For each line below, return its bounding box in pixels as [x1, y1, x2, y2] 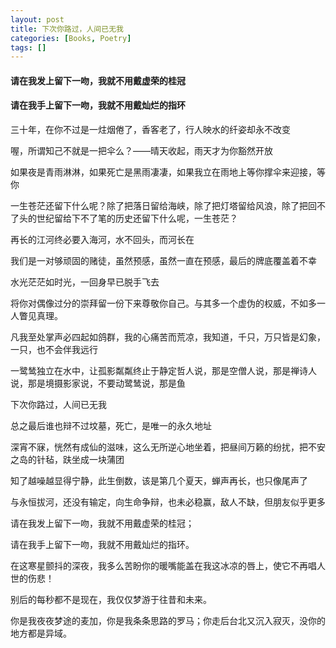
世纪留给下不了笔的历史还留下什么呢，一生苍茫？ [36, 212, 238, 225]
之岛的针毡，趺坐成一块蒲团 [10, 454, 125, 466]
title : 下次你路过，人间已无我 [10, 24, 124, 34]
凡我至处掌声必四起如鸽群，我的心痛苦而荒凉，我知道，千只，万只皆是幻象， [10, 331, 326, 343]
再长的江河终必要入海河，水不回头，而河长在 [10, 234, 195, 246]
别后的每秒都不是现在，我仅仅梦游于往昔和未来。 [10, 594, 212, 606]
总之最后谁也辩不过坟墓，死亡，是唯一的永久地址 [10, 420, 212, 432]
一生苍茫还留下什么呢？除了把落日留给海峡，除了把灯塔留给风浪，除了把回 [10, 200, 317, 212]
